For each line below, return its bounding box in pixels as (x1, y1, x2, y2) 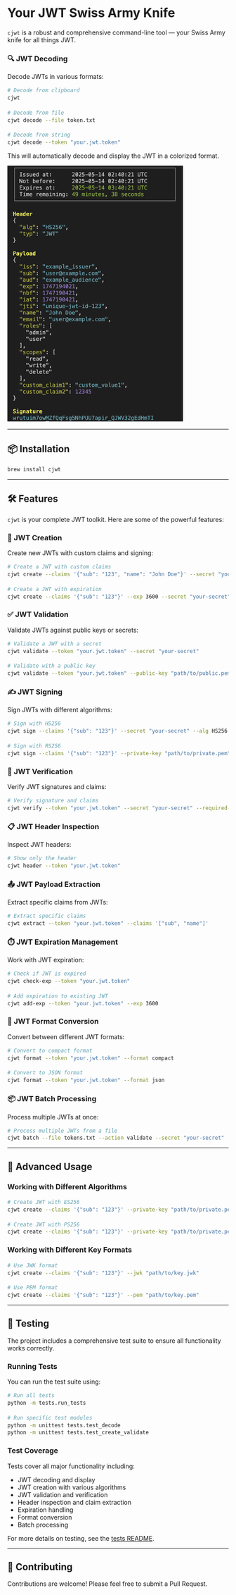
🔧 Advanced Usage (7, 1160, 93, 1172)
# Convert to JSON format (7, 1069, 83, 1076)
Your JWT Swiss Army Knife (7, 5, 176, 21)
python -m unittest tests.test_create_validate (7, 1429, 150, 1436)
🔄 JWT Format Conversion (7, 1017, 99, 1026)
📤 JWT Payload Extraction (7, 879, 100, 889)
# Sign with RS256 (7, 742, 61, 750)
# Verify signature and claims (7, 797, 99, 805)
